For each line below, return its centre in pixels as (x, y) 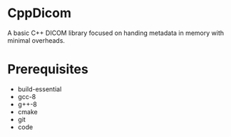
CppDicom (40, 13)
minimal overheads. (36, 40)
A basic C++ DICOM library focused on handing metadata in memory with (116, 33)
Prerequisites (48, 70)
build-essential (40, 89)
